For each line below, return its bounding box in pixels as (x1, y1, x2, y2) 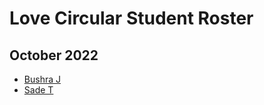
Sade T (23, 84, 54, 96)
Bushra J (23, 73, 61, 85)
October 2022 (9, 47, 99, 64)
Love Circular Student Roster (9, 7, 254, 30)
